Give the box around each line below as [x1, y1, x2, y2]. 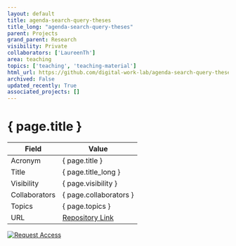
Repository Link [62, 213, 114, 223]
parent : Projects [7, 29, 58, 37]
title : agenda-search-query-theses [7, 17, 112, 24]
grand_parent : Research [7, 36, 77, 43]
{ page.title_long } [62, 168, 121, 177]
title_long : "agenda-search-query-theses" [7, 23, 133, 30]
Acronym [11, 156, 41, 165]
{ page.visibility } [62, 179, 118, 189]
